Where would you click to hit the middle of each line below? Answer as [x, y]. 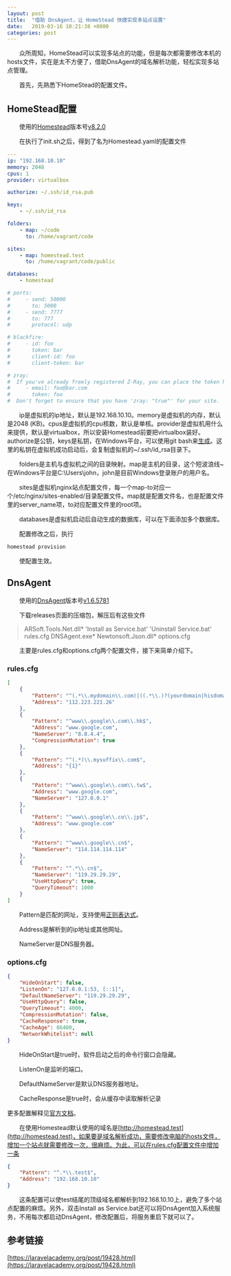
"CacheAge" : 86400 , [47, 1027]
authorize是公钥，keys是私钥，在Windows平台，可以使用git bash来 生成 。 [112, 441]
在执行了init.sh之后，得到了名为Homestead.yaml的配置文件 [103, 141]
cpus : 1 [18, 174]
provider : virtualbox [38, 180]
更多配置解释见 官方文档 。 [43, 1113]
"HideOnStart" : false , [52, 983]
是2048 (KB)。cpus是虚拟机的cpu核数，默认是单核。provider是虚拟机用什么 [115, 423]
